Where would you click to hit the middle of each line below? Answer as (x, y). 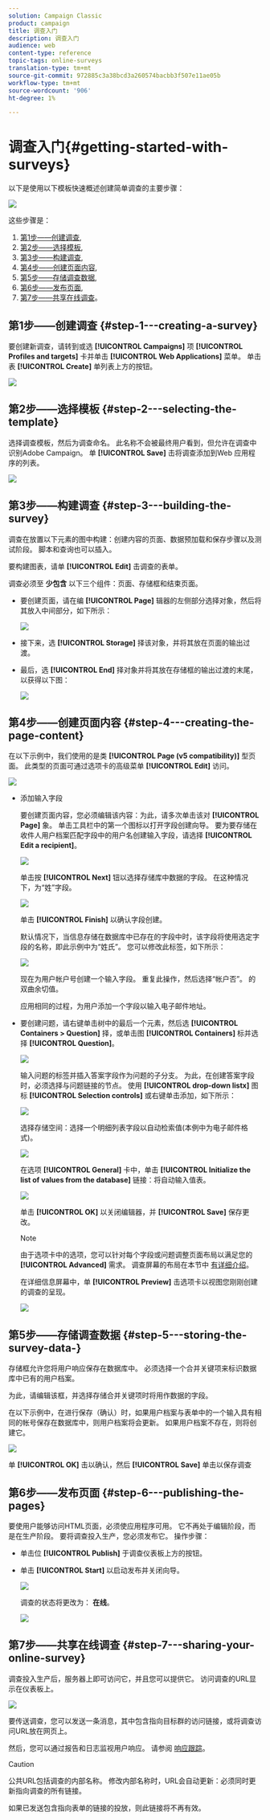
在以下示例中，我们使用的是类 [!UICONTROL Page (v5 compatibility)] (124, 756)
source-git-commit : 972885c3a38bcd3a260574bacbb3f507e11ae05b (115, 76)
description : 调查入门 (44, 38)
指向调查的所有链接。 (50, 1790)
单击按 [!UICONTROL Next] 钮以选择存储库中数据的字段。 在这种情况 (134, 878)
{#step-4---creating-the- (189, 723)
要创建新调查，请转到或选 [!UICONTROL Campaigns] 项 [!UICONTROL (126, 346)
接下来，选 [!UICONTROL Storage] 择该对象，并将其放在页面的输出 (131, 642)
